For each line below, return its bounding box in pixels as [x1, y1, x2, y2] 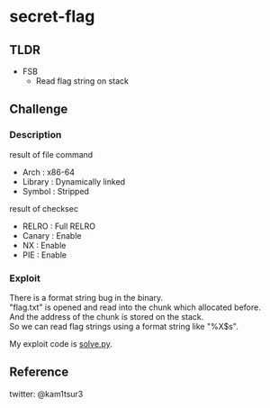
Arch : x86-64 [22, 167, 75, 177]
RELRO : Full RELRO [22, 221, 96, 231]
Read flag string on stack [35, 76, 129, 86]
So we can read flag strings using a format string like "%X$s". [9, 321, 238, 331]
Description [9, 129, 62, 141]
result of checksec [9, 203, 79, 213]
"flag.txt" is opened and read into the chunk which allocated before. [9, 302, 261, 313]
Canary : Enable [22, 230, 82, 240]
